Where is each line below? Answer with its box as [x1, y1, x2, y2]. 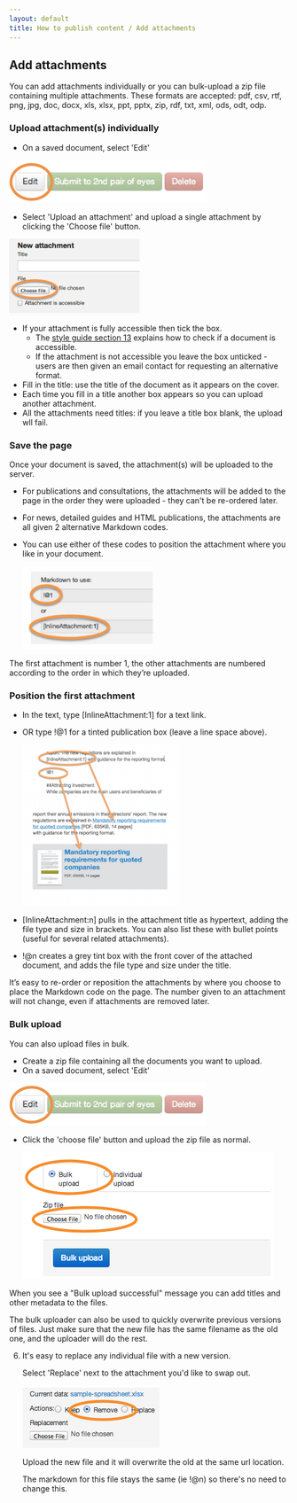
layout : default [9, 14, 69, 23]
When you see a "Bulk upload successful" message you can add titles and [9, 1288, 281, 1298]
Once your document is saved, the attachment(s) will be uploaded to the [9, 459, 273, 470]
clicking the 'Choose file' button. [21, 221, 142, 231]
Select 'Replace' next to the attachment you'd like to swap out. [21, 1367, 251, 1378]
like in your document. [21, 548, 104, 558]
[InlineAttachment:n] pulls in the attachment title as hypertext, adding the [21, 915, 289, 925]
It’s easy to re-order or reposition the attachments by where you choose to [9, 977, 282, 988]
